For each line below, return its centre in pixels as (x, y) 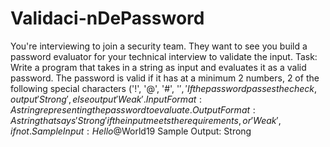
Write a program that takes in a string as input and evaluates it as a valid (158, 67)
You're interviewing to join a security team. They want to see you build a (159, 46)
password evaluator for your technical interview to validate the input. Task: (164, 56)
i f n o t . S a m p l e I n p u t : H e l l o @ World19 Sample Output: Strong (131, 131)
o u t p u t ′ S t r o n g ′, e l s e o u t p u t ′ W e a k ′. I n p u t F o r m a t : (106, 99)
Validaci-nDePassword (107, 18)
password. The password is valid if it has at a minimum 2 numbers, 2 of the (165, 78)
